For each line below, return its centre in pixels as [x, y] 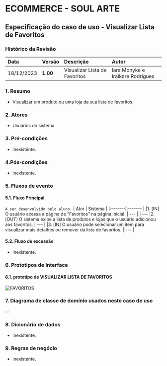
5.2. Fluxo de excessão [29, 241]
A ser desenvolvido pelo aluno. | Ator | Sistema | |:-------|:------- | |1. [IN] [82, 209]
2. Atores [16, 115]
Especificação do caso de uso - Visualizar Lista [80, 27]
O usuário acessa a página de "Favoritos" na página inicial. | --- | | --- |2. [80, 214]
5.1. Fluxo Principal [25, 198]
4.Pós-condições [27, 162]
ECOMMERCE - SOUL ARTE [63, 9]
